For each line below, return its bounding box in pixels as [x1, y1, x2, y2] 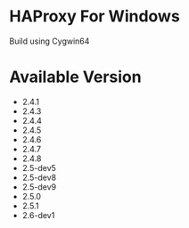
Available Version [9, 67, 142, 87]
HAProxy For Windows [9, 6, 180, 27]
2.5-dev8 [21, 172, 56, 183]
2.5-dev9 [21, 181, 56, 192]
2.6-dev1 [21, 209, 55, 220]
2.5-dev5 [21, 162, 56, 173]
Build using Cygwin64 [9, 36, 90, 46]
